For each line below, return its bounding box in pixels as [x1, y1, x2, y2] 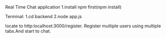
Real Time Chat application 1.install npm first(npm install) [5, 4, 122, 10]
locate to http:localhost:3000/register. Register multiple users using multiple [5, 23, 161, 29]
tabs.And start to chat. [5, 28, 51, 34]
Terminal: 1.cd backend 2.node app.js [5, 14, 82, 19]
